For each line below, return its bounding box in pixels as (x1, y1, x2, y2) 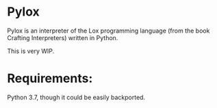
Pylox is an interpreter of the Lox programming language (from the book (7, 26, 210, 35)
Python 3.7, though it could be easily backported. (7, 93, 146, 101)
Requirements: (7, 71, 93, 86)
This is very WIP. (7, 47, 55, 55)
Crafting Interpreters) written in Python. (7, 33, 118, 41)
